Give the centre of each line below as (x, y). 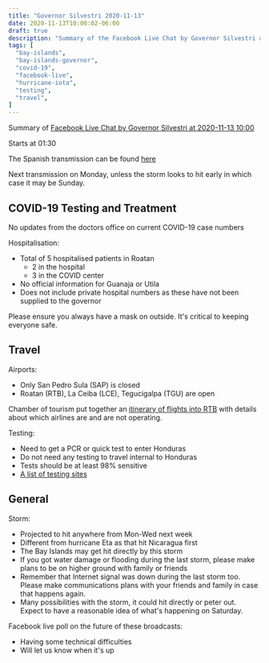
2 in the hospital (58, 267)
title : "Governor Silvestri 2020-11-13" (77, 16)
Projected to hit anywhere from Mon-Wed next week (106, 534)
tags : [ (21, 46)
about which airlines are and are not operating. (85, 417)
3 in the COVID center (68, 275)
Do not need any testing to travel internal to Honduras (108, 456)
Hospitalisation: (34, 243)
